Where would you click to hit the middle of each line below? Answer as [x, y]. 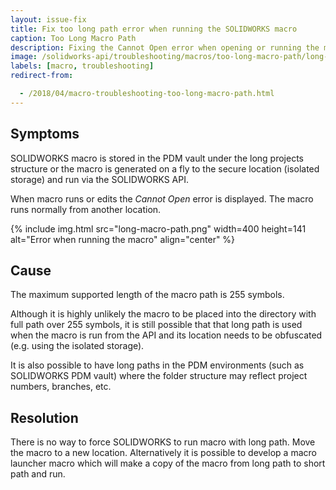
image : [24, 57]
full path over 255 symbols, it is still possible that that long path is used [156, 325]
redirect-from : [42, 76]
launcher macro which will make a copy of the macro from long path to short [168, 463]
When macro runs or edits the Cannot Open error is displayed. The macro [162, 198]
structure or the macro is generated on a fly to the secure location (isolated [165, 168]
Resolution [44, 417]
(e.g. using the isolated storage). [77, 346]
